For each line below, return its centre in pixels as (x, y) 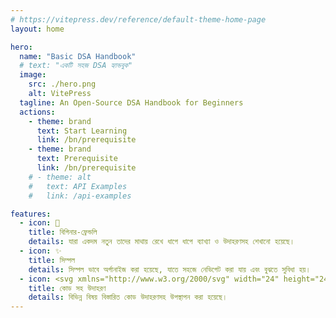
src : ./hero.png (62, 84)
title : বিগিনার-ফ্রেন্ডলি (63, 232)
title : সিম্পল (51, 260)
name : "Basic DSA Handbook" (78, 56)
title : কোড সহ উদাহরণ (67, 288)
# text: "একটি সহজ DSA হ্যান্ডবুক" (76, 66)
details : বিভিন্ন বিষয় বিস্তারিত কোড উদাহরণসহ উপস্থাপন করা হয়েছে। (128, 297)
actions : (37, 112)
